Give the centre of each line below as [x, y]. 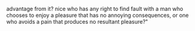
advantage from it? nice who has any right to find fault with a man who [95, 9]
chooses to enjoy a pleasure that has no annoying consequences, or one [97, 15]
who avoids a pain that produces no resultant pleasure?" [77, 22]
